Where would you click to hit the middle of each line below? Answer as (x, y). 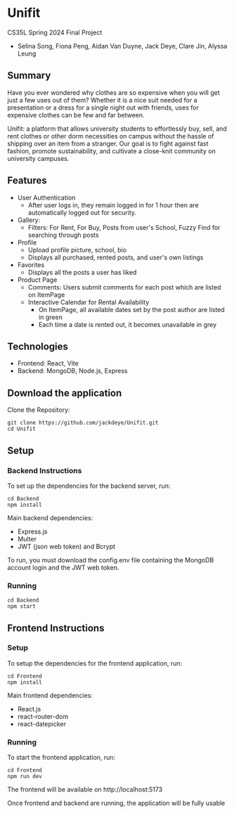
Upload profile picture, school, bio (77, 250)
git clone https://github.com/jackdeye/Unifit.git (83, 423)
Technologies (38, 346)
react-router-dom (43, 716)
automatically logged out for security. (82, 212)
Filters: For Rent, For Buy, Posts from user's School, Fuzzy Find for (124, 227)
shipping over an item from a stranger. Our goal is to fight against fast (108, 143)
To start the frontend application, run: (61, 758)
